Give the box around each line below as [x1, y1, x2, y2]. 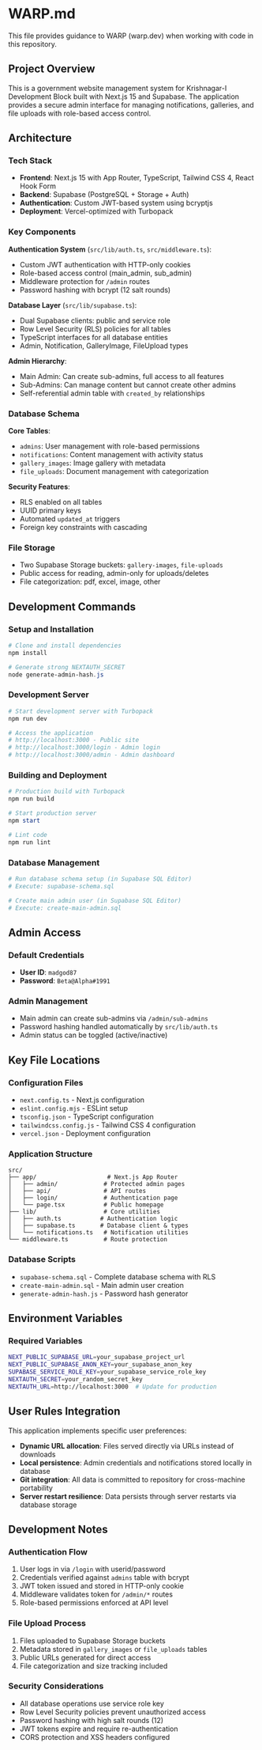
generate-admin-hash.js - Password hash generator [19, 1289, 189, 1298]
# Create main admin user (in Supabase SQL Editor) [8, 896, 182, 904]
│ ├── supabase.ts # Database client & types [8, 1222, 189, 1230]
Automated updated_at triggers [19, 514, 121, 524]
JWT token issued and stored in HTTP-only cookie [19, 1581, 184, 1591]
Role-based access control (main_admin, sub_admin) [19, 268, 193, 278]
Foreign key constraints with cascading [19, 523, 148, 532]
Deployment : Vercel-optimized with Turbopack [19, 206, 174, 216]
